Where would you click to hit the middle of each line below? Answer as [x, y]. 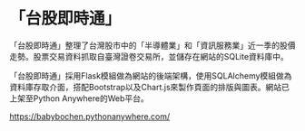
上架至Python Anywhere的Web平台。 [79, 98]
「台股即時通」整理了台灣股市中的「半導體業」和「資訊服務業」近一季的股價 [152, 45]
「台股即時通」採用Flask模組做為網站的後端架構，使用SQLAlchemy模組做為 [151, 75]
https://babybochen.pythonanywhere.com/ [90, 116]
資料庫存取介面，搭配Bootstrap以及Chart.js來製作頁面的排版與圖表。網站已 [150, 87]
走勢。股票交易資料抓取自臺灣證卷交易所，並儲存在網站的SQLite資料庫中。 [149, 56]
